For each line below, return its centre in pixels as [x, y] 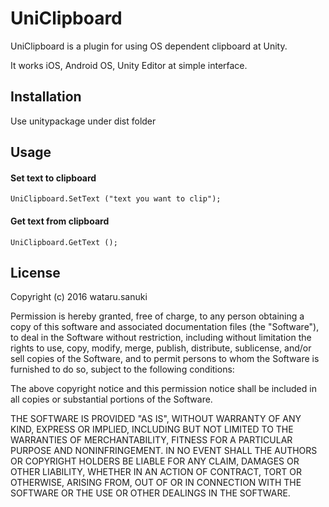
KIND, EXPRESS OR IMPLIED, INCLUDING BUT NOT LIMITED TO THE [152, 429]
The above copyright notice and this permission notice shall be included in [163, 389]
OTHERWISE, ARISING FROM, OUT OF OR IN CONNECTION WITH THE [156, 483]
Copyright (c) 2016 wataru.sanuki [79, 297]
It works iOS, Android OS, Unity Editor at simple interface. [129, 65]
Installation [46, 97]
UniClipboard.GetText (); [64, 242]
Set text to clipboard [53, 178]
